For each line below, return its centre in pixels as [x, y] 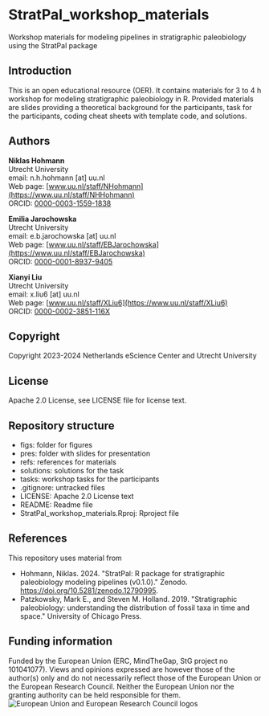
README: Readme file [57, 505]
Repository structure [61, 426]
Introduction [40, 71]
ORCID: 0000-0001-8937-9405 [61, 261]
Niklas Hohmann [37, 160]
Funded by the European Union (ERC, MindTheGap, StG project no [118, 661]
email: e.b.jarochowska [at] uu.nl [62, 235]
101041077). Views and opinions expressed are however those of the [122, 669]
